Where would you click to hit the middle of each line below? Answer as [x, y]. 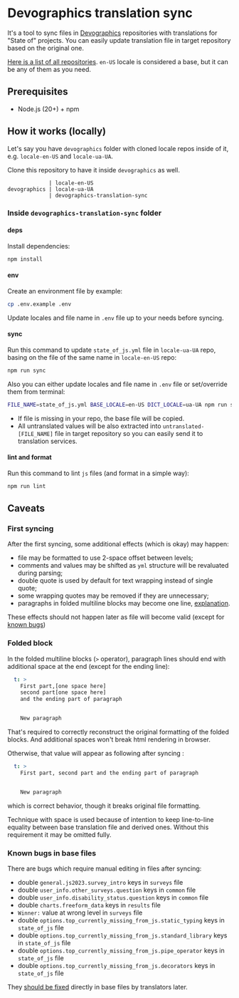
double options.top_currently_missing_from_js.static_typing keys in [121, 920]
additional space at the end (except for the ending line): [89, 666]
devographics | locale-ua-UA [51, 189]
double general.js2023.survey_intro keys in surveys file [100, 882]
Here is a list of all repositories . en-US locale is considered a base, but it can [118, 61]
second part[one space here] [63, 692]
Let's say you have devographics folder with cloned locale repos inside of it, [118, 148]
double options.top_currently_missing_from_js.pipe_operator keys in [121, 950]
